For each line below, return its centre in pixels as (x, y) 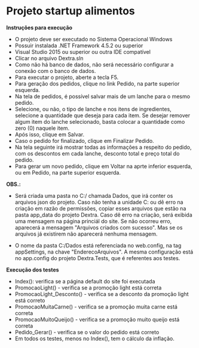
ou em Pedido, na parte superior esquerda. (68, 172)
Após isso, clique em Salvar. (50, 134)
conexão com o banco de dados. (55, 71)
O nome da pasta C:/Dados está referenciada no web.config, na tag (98, 245)
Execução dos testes (33, 270)
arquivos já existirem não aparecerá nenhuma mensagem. (86, 234)
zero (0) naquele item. (42, 128)
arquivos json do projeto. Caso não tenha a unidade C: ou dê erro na (99, 202)
